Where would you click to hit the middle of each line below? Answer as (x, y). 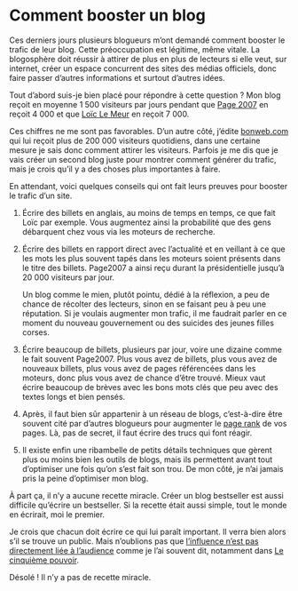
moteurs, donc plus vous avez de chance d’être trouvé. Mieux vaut (144, 378)
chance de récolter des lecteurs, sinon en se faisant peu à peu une (144, 304)
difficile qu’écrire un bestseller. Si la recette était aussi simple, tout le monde (148, 505)
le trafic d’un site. (41, 196)
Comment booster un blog (107, 16)
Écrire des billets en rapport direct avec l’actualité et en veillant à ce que (153, 249)
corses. (36, 332)
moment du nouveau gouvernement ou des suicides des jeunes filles (148, 323)
